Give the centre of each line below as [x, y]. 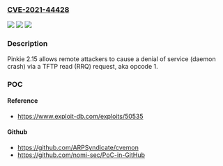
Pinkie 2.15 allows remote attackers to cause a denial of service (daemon [111, 59]
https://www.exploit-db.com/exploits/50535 [80, 116]
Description [28, 44]
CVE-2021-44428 [38, 10]
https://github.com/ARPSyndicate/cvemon [78, 147]
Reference [23, 101]
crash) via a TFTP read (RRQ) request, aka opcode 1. [83, 66]
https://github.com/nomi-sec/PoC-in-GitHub [81, 155]
